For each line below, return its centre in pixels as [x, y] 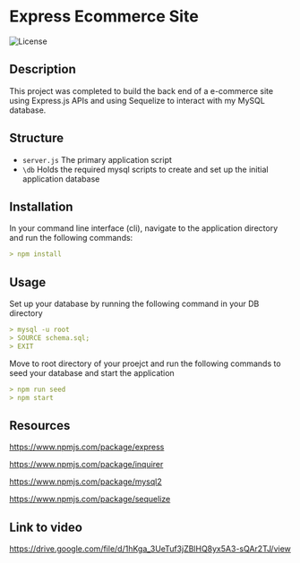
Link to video [46, 527]
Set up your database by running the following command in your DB [134, 304]
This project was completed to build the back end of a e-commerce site [141, 90]
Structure [37, 138]
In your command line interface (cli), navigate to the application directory [144, 228]
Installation [41, 206]
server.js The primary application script [97, 159]
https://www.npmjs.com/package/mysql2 [86, 482]
